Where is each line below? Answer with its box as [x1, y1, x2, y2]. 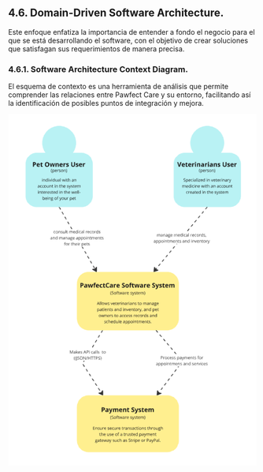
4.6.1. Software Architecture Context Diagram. [8, 63, 189, 74]
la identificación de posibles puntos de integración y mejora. [8, 99, 205, 108]
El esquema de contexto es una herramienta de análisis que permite [8, 82, 229, 92]
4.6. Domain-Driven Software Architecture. [8, 6, 224, 20]
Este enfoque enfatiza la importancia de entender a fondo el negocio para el [8, 27, 255, 36]
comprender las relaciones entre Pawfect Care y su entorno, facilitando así [8, 90, 251, 99]
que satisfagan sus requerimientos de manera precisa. [8, 43, 185, 54]
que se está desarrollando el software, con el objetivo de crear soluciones [8, 36, 249, 45]
